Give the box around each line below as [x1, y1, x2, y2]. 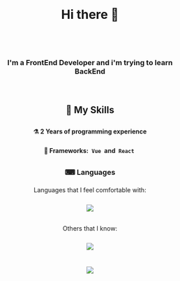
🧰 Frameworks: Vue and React [43, 147, 135, 155]
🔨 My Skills [66, 104, 114, 116]
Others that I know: [62, 224, 118, 233]
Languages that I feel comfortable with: [33, 186, 147, 194]
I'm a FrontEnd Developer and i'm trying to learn [7, 58, 173, 68]
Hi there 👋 [61, 7, 119, 22]
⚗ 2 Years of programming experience [33, 127, 147, 136]
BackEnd [75, 66, 105, 76]
